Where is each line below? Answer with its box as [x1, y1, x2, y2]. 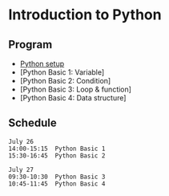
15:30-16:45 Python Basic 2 [8, 151, 106, 160]
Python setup [19, 59, 65, 68]
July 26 [8, 137, 34, 145]
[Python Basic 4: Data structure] [19, 93, 127, 102]
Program [8, 38, 53, 51]
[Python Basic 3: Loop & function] [19, 84, 132, 94]
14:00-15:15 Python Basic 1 [8, 145, 106, 153]
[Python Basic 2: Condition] [19, 76, 111, 85]
